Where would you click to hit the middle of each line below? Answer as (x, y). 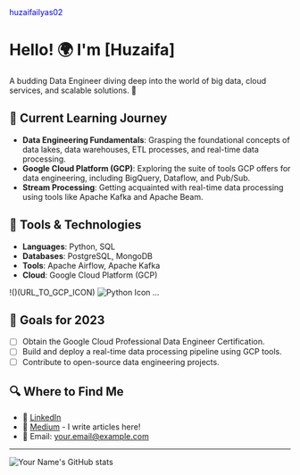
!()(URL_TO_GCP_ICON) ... (84, 292)
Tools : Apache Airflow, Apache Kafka (91, 265)
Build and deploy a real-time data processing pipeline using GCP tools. (152, 352)
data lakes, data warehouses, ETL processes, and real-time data (140, 149)
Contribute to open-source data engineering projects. (121, 362)
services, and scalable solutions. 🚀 (73, 90)
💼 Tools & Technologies (75, 225)
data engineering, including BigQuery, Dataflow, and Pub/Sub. (136, 178)
